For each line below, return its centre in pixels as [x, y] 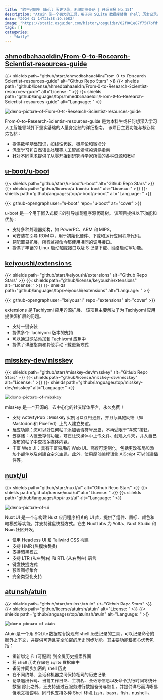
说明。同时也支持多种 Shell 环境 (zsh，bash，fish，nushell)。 [91, 693]
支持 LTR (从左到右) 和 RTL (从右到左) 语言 [54, 558]
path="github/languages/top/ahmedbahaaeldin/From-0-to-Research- [74, 96]
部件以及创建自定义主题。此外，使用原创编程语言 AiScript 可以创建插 [89, 454]
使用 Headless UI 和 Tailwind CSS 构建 [50, 540]
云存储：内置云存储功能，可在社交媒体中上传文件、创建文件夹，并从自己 [84, 436]
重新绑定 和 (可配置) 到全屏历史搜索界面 [51, 656]
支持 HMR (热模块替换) [34, 546]
